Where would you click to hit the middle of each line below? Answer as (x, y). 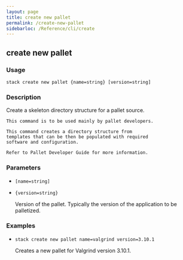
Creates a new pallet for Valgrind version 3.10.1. (73, 250)
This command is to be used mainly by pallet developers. (80, 121)
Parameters (23, 168)
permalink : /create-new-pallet (45, 23)
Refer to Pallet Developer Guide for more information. (77, 153)
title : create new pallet (38, 17)
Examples (21, 226)
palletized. (28, 210)
